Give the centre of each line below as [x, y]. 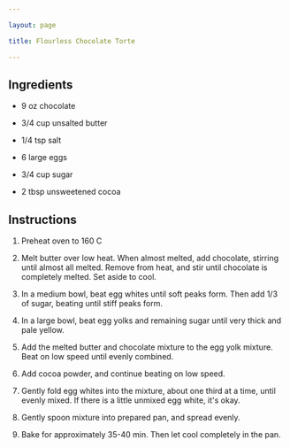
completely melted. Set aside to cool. [88, 277]
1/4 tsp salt [41, 140]
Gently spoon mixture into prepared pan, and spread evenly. [130, 418]
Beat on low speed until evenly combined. [97, 357]
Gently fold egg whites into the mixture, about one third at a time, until [148, 391]
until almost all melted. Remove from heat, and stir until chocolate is [144, 267]
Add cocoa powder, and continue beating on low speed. [123, 374]
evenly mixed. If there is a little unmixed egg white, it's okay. [130, 400]
